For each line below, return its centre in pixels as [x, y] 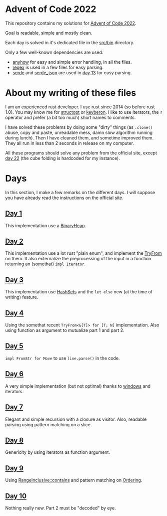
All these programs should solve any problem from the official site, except [81, 153]
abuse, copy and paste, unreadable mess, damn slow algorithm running [79, 132]
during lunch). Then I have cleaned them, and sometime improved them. [79, 138]
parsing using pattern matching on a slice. [48, 424]
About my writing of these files [71, 93]
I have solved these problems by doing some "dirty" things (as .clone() [79, 127]
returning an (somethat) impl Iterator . [45, 264]
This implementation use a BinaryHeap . [46, 225]
